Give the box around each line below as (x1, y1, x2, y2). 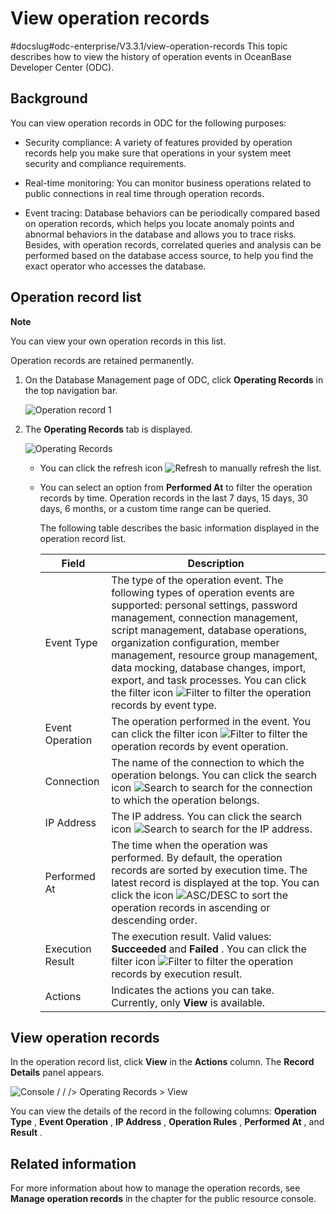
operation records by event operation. (111, 739, 289, 753)
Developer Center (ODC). (10, 61, 115, 73)
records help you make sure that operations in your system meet (24, 147, 292, 159)
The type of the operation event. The (111, 573, 284, 587)
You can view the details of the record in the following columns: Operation (10, 1105, 317, 1117)
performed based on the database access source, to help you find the (24, 249, 314, 261)
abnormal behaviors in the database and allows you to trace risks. (24, 228, 297, 240)
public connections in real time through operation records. (24, 187, 265, 199)
